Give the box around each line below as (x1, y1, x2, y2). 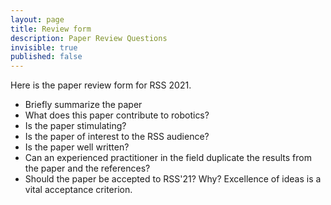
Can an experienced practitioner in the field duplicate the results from (24, 152, 312, 164)
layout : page (10, 14, 65, 25)
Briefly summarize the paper (24, 99, 143, 111)
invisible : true (10, 42, 78, 53)
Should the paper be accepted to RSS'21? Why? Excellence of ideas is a (24, 173, 322, 185)
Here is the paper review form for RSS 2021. (10, 79, 192, 91)
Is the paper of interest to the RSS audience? (24, 131, 210, 143)
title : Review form (10, 24, 92, 34)
